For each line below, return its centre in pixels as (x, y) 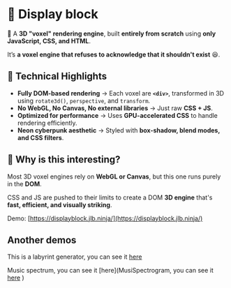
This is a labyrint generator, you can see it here (75, 257)
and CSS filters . (40, 137)
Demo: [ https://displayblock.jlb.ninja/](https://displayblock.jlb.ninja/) (105, 218)
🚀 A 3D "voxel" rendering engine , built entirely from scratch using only (112, 33)
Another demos (42, 240)
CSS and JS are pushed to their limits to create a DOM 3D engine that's (110, 197)
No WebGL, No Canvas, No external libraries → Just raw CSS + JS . (115, 108)
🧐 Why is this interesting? (64, 160)
